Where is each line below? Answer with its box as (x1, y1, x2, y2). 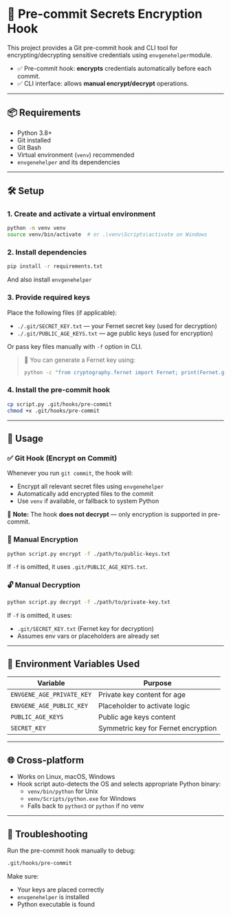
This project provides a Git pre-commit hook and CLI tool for (7, 43, 178, 52)
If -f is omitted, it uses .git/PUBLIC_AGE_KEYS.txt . (7, 563, 148, 571)
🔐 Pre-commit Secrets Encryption (7, 6, 203, 22)
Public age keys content (98, 712, 176, 722)
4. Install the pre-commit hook (7, 385, 110, 395)
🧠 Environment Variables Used (7, 658, 140, 669)
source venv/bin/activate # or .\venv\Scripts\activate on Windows (7, 231, 208, 238)
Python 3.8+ (16, 129, 53, 137)
